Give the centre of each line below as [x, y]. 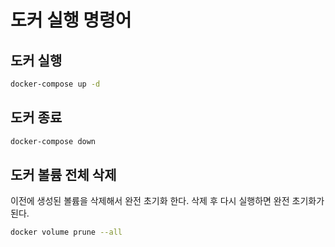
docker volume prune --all [66, 232]
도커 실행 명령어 [71, 20]
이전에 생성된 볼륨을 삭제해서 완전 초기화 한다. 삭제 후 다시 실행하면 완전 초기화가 [167, 201]
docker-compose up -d [55, 84]
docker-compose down [53, 141]
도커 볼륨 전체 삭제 [63, 174]
